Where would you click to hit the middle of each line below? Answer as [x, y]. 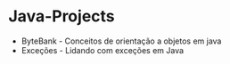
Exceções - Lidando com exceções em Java [103, 50]
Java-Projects [62, 16]
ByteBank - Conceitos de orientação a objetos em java [121, 41]
